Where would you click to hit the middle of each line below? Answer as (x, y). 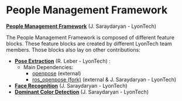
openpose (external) (56, 73)
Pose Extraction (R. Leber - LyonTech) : (63, 61)
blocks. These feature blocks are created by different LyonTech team (89, 44)
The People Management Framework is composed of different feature (90, 37)
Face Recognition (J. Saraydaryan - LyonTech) (71, 85)
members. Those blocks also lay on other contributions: (73, 49)
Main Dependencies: (48, 67)
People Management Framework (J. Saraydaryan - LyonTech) (81, 26)
